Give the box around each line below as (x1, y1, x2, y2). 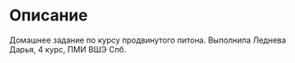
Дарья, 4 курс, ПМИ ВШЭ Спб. (9, 43, 127, 54)
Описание (9, 5, 88, 26)
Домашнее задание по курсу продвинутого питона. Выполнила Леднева (9, 35, 287, 45)
